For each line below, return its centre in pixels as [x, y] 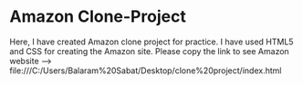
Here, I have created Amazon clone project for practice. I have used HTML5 [151, 42]
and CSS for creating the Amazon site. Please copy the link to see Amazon [149, 51]
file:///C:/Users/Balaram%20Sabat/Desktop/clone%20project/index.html [146, 71]
